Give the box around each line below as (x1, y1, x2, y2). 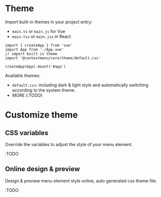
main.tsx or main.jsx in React (12, 33, 71, 39)
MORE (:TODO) (12, 92, 43, 98)
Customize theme (5, 110, 78, 120)
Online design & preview (5, 165, 80, 173)
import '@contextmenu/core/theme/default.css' (5, 55, 101, 61)
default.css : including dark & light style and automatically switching (12, 82, 149, 88)
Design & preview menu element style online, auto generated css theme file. (5, 178, 157, 183)
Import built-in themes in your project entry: (5, 19, 93, 25)
